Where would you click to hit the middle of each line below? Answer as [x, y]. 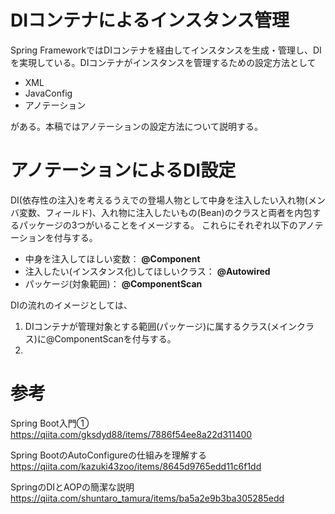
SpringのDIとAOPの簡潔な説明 [72, 487]
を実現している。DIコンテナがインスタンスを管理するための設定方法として [163, 62]
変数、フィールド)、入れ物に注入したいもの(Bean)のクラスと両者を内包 [165, 212]
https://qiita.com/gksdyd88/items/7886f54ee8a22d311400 [131, 434]
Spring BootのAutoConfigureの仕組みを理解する [108, 455]
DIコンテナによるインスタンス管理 [150, 20]
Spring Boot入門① [50, 423]
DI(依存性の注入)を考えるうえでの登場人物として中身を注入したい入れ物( [159, 200]
